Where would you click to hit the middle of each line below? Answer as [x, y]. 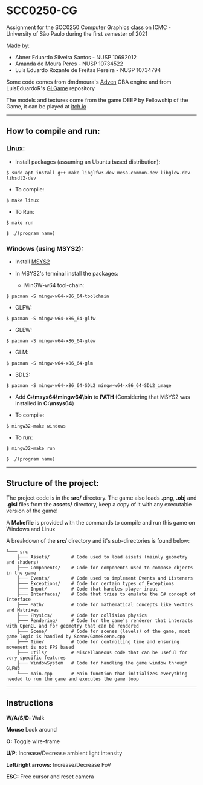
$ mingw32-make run [31, 448]
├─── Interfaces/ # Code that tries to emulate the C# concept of [107, 594]
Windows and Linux [31, 529]
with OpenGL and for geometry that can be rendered [72, 626]
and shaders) [23, 562]
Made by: [18, 45]
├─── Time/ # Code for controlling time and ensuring [98, 642]
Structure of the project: [53, 483]
